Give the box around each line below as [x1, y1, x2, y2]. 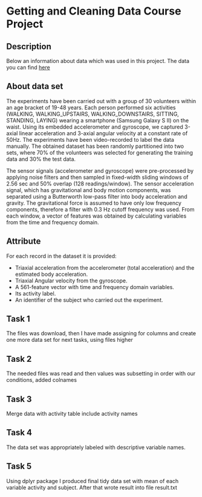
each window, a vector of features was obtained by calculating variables [6, 212, 187, 219]
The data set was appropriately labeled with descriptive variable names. [6, 444, 186, 451]
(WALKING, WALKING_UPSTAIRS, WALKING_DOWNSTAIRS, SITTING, [6, 110, 180, 118]
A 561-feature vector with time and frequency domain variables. [15, 283, 174, 290]
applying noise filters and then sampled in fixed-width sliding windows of [6, 173, 189, 181]
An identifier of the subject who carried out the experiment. [15, 296, 163, 304]
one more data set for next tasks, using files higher [6, 336, 133, 344]
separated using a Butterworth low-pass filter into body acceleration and [6, 193, 187, 200]
